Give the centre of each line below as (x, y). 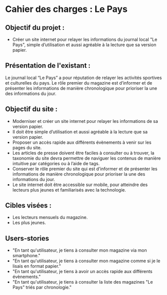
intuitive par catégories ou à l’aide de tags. (56, 163)
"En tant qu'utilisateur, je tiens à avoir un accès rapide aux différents (83, 272)
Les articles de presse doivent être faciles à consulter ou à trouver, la (83, 153)
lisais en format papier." (37, 266)
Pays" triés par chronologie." (42, 288)
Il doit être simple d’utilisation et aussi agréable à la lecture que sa (80, 132)
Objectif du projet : (35, 28)
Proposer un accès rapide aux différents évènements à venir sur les (82, 142)
